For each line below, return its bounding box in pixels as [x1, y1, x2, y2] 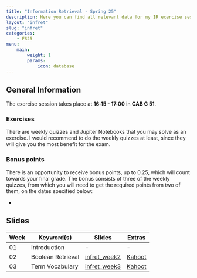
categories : [6, 30, 35, 36]
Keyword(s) [38, 233, 72, 241]
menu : [6, 42, 19, 48]
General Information [6, 84, 81, 94]
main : [16, 47, 30, 53]
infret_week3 [84, 262, 121, 270]
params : [27, 57, 46, 63]
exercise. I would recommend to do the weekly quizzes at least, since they [6, 134, 186, 141]
